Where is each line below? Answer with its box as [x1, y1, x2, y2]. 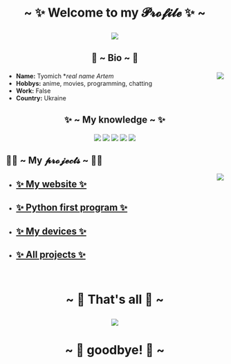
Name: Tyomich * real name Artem [15, 71, 114, 80]
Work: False [15, 87, 51, 95]
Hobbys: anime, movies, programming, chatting [15, 79, 153, 87]
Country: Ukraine [15, 93, 66, 102]
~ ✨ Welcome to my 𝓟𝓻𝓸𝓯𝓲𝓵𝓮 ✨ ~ [24, 5, 206, 21]
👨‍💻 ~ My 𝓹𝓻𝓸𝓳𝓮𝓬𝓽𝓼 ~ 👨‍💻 [6, 154, 103, 167]
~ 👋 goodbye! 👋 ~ [64, 342, 165, 358]
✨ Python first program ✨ [15, 202, 128, 214]
